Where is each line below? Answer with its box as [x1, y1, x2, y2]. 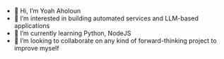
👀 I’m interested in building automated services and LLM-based [13, 14, 199, 22]
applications [13, 22, 50, 29]
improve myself [13, 44, 59, 52]
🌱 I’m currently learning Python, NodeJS [13, 29, 131, 37]
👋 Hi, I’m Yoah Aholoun [13, 7, 81, 15]
